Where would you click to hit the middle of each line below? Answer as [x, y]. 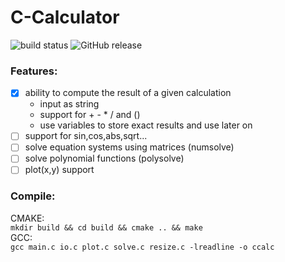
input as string [69, 104]
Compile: [33, 196]
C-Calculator [65, 17]
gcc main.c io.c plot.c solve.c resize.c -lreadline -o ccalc [142, 247]
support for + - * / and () [90, 115]
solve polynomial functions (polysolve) [104, 158]
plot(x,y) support [59, 170]
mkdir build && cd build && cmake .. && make [106, 227]
